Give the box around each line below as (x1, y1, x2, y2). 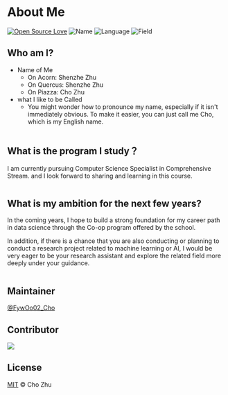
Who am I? (7, 47, 54, 59)
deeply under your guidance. (7, 259, 90, 267)
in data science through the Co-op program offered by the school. (7, 224, 196, 232)
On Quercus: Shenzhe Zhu (27, 81, 104, 89)
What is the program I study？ (7, 145, 139, 157)
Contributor (7, 323, 59, 335)
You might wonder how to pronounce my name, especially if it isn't (27, 102, 218, 111)
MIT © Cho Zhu (7, 380, 52, 389)
